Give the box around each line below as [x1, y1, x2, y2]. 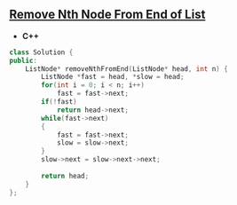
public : [9, 56, 38, 65]
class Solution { [9, 48, 74, 57]
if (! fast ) [41, 98, 77, 106]
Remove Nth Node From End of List [9, 7, 206, 22]
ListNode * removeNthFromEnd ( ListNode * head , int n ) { [25, 64, 228, 74]
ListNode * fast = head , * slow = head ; [41, 73, 185, 82]
